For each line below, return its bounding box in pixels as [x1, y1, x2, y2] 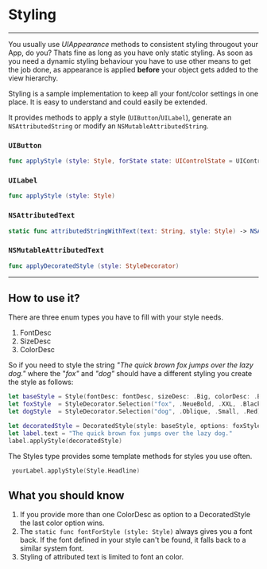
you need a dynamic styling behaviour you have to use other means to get [8, 56, 252, 65]
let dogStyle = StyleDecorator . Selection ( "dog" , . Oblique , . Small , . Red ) [8, 408, 261, 416]
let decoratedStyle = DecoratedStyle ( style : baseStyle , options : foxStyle [8, 422, 261, 430]
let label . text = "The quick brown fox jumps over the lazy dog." [8, 429, 233, 438]
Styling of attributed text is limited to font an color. [19, 552, 184, 562]
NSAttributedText [8, 211, 75, 220]
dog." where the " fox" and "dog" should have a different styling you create [8, 369, 253, 379]
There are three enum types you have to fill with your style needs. [8, 312, 224, 322]
